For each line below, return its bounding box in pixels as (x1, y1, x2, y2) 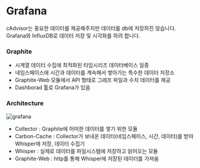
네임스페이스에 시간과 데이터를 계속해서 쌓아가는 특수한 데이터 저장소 (14, 69, 175, 76)
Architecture (6, 99, 44, 108)
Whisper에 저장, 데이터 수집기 (14, 140, 85, 147)
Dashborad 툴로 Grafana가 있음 (14, 84, 91, 91)
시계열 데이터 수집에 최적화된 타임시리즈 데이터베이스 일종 (14, 61, 149, 69)
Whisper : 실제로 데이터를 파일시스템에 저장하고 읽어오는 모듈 (14, 147, 158, 154)
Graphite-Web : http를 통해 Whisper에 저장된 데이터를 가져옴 (14, 155, 159, 162)
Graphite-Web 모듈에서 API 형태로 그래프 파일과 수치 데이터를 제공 (14, 76, 171, 84)
